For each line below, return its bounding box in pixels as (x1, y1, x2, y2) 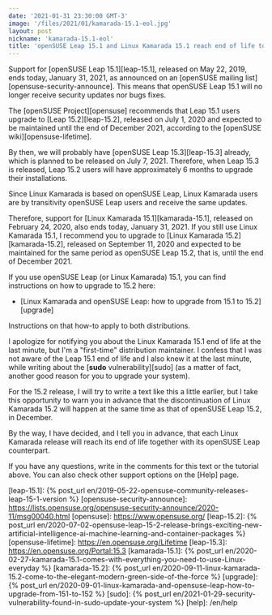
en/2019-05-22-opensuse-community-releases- (86, 486, 249, 496)
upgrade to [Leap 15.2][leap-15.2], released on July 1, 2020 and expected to (8, 114, 262, 124)
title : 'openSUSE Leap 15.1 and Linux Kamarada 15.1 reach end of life (8, 42, 255, 50)
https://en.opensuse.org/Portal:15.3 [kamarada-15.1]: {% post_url (8, 546, 224, 556)
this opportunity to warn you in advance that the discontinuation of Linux (8, 395, 251, 406)
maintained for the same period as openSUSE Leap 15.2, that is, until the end (8, 248, 264, 258)
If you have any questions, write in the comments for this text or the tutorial (8, 462, 259, 471)
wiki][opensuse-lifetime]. (8, 131, 92, 142)
